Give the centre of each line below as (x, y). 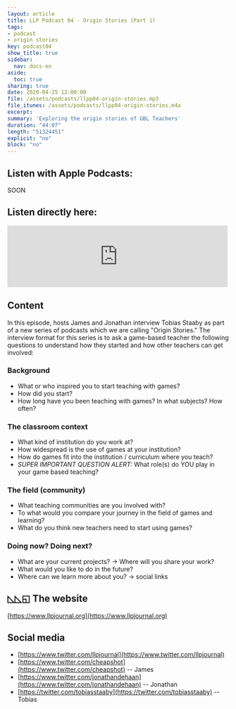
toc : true (28, 79)
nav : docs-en (33, 66)
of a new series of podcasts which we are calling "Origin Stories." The (109, 330)
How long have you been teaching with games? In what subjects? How (120, 401)
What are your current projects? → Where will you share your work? (116, 561)
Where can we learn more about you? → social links (93, 576)
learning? (31, 520)
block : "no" (25, 145)
